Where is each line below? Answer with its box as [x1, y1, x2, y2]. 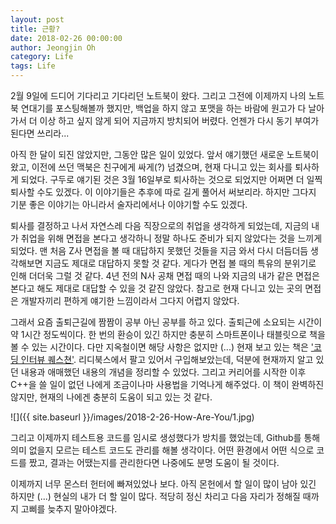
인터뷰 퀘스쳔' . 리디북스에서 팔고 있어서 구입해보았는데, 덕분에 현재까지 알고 [20, 354, 314, 365]
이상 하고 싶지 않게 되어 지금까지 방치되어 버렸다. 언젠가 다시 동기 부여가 [39, 115, 320, 126]
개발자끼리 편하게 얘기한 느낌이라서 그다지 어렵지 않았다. [20, 295, 240, 306]
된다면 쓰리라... [10, 127, 70, 139]
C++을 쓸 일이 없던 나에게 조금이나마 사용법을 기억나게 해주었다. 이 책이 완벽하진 [10, 379, 325, 390]
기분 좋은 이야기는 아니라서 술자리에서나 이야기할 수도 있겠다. [10, 199, 248, 210]
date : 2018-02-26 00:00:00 [10, 33, 123, 43]
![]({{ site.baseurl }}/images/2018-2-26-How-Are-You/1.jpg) [10, 411, 255, 423]
